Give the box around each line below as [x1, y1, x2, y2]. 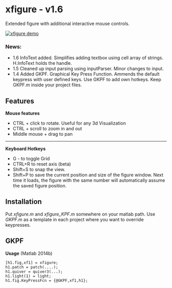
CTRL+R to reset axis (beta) [12, 161, 71, 167]
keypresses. [5, 222, 31, 228]
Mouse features [5, 110, 40, 116]
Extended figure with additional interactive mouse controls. [5, 20, 130, 27]
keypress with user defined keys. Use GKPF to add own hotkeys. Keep [12, 77, 161, 83]
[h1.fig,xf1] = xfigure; [5, 260, 58, 265]
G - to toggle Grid [12, 156, 50, 162]
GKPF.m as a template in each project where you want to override [5, 216, 144, 223]
